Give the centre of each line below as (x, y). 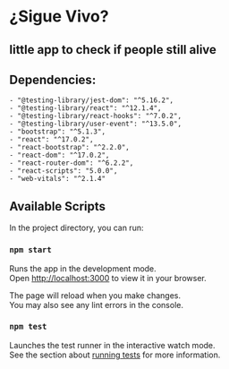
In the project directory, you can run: (76, 228)
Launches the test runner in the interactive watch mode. (113, 345)
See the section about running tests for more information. (115, 355)
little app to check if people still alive (113, 50)
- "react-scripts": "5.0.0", (64, 171)
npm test (28, 327)
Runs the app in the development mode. (83, 268)
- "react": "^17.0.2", (51, 140)
